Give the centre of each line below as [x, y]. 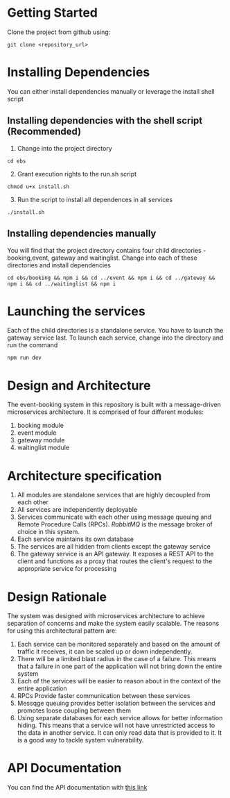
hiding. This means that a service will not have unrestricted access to [116, 725]
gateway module [41, 440]
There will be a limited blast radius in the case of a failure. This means [117, 659]
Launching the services [76, 311]
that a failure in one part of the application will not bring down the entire [120, 666]
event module [37, 433]
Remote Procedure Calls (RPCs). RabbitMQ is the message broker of [115, 524]
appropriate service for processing [67, 569]
